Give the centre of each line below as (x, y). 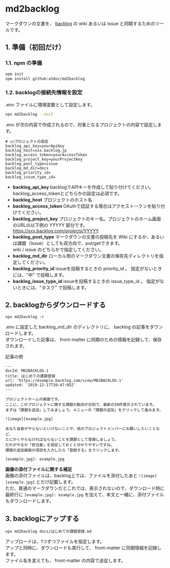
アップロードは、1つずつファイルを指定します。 (55, 542)
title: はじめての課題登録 (30, 376)
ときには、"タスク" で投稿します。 (53, 288)
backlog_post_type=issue (31, 164)
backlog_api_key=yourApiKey (35, 146)
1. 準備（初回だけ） (35, 47)
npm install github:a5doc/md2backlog (45, 79)
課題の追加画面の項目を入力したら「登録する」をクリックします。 (64, 450)
